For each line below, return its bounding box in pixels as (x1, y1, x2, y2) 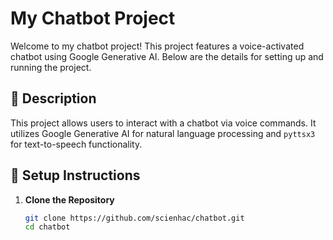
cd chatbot (24, 222, 71, 232)
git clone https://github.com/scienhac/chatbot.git (24, 213, 245, 223)
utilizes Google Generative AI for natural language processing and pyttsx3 (10, 127, 316, 139)
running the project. (10, 61, 92, 73)
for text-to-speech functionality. (10, 138, 143, 150)
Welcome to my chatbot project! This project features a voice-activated (10, 40, 305, 52)
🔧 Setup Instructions (10, 167, 141, 184)
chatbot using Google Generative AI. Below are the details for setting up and (10, 50, 324, 62)
